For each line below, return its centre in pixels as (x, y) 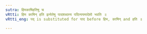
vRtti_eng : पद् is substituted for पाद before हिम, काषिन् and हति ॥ (74, 19)
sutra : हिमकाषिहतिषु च (25, 10)
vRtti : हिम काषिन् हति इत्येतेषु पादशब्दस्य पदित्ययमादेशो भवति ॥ (56, 14)
